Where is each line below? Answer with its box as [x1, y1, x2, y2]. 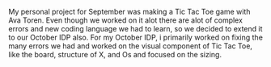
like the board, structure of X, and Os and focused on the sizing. [8, 50, 222, 59]
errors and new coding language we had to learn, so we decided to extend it [8, 24, 263, 33]
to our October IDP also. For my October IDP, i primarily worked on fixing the [8, 32, 263, 42]
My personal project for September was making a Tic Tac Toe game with [8, 7, 251, 16]
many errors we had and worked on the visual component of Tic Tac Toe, [8, 41, 253, 51]
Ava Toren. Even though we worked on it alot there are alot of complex [8, 15, 243, 25]
